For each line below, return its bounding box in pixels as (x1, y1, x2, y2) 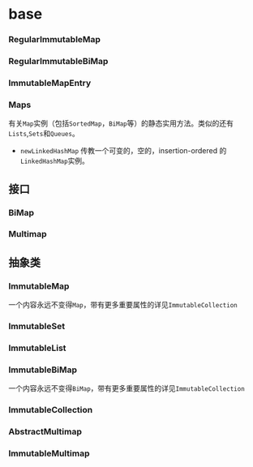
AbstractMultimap (8, 426, 83, 438)
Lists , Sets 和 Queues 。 (8, 129, 79, 139)
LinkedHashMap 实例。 (19, 156, 89, 166)
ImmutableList (8, 342, 66, 353)
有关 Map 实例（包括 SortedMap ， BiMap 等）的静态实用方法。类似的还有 (8, 118, 234, 128)
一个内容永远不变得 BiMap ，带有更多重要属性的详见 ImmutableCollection (8, 383, 245, 393)
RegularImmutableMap (8, 34, 101, 45)
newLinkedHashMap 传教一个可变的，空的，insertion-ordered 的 (19, 146, 227, 156)
